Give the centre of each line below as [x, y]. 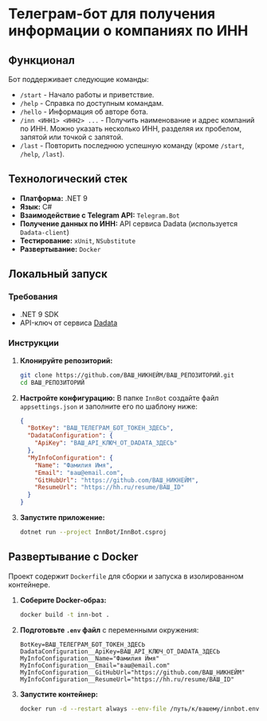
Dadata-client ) [44, 232]
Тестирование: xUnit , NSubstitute [78, 241]
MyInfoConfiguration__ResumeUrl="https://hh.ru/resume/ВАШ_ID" [127, 679]
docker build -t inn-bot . [65, 614]
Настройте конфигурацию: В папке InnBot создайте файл [119, 398]
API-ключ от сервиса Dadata [69, 323]
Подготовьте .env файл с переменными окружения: [109, 629]
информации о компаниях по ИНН [128, 31]
